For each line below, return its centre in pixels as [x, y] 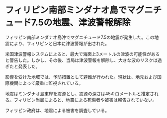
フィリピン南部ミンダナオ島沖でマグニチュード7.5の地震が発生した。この [80, 37]
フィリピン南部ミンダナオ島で [66, 10]
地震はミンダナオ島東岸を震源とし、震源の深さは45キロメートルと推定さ [80, 93]
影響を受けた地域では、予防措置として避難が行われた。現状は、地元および [81, 77]
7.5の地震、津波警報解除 [81, 23]
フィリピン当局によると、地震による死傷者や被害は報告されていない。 [85, 100]
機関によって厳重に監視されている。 [46, 83]
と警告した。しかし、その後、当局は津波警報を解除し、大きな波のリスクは [81, 60]
